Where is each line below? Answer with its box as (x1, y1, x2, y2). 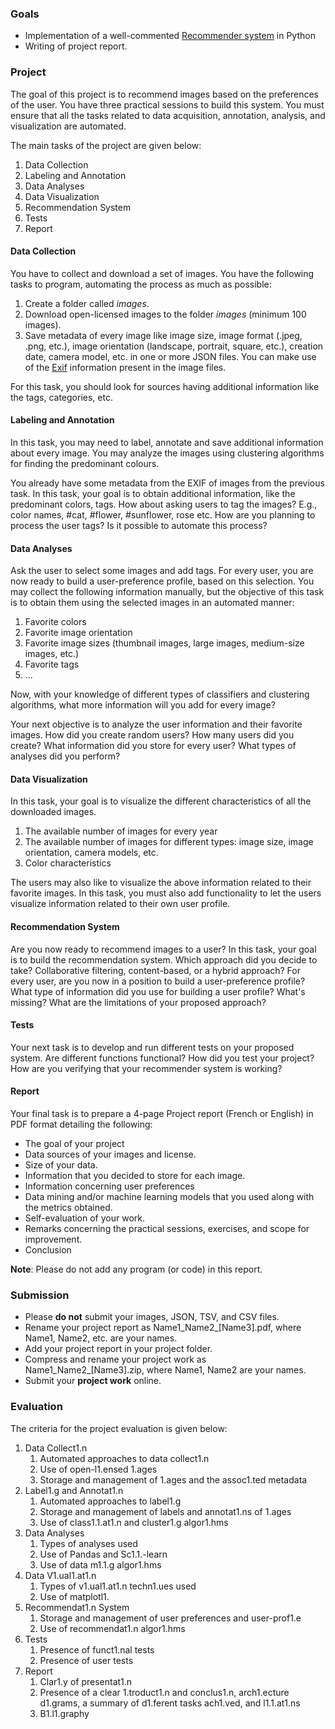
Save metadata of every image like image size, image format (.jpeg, (24, 329, 303, 341)
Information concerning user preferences (24, 1180, 195, 1192)
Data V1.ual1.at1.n (24, 1569, 97, 1581)
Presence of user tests (39, 1654, 134, 1666)
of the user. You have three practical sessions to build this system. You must (10, 98, 325, 111)
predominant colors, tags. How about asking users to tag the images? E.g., (10, 498, 318, 510)
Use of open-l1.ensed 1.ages (39, 1463, 158, 1475)
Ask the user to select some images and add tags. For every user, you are (10, 565, 314, 577)
